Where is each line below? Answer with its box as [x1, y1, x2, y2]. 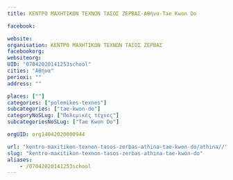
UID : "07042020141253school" [7, 61, 92, 68]
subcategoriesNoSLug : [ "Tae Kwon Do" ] [7, 118, 119, 125]
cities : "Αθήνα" [7, 67, 54, 74]
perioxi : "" [7, 73, 42, 80]
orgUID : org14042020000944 [7, 131, 85, 138]
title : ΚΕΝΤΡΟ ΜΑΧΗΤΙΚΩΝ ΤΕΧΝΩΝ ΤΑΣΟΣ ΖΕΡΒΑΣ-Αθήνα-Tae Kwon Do [7, 10, 197, 17]
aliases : [7, 156, 33, 163]
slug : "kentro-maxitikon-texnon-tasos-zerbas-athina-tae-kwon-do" [7, 150, 203, 156]
